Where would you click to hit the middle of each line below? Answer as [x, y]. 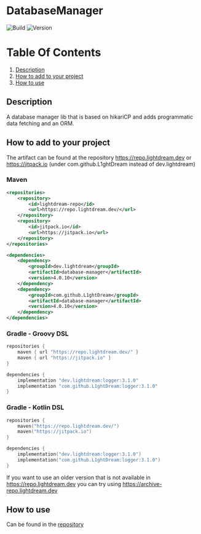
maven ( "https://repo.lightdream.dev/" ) [69, 426]
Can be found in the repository [45, 524]
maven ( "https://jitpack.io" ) [55, 432]
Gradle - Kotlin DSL [35, 407]
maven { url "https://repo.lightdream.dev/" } [78, 352]
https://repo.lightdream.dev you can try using [64, 484]
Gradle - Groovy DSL [37, 334]
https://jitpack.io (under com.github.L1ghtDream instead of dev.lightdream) [101, 164]
